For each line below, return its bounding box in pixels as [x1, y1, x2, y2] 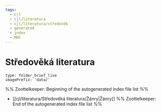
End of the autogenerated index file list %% [12, 101, 102, 107]
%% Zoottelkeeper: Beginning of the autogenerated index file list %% [5, 86, 149, 92]
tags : [5, 7, 16, 12]
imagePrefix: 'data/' [5, 77, 50, 82]
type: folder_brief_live [5, 73, 57, 78]
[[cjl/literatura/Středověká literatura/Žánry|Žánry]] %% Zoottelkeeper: [12, 96, 156, 102]
